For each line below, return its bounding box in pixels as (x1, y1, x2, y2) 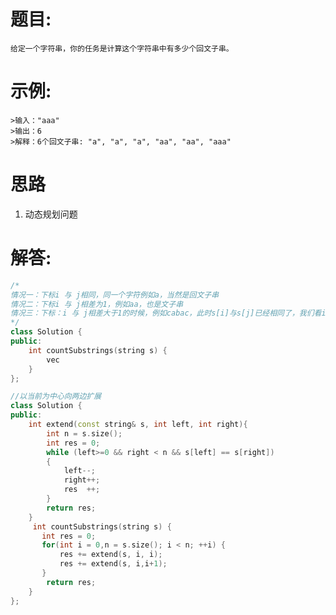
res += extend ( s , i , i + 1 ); (59, 559, 168, 569)
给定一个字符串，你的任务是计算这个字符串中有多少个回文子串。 (10, 43, 234, 54)
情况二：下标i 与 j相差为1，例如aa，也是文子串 (10, 299, 184, 309)
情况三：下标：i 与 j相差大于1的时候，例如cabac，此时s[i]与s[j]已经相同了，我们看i (10, 308, 327, 319)
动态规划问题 (24, 208, 78, 220)
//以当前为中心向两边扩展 (10, 391, 102, 402)
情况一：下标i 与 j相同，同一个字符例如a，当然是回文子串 (10, 290, 220, 300)
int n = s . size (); (46, 428, 123, 439)
